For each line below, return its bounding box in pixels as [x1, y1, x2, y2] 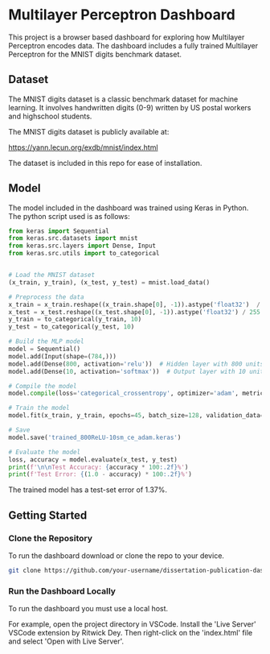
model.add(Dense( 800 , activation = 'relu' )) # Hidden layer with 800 [8, 360, 243, 368]
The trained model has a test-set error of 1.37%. [8, 485, 167, 495]
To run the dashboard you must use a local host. [8, 604, 169, 614]
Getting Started [8, 508, 88, 522]
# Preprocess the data [8, 292, 84, 301]
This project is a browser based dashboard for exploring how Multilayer [8, 32, 245, 42]
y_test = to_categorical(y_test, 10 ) [8, 323, 135, 331]
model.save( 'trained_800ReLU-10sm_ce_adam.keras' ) [8, 433, 182, 441]
